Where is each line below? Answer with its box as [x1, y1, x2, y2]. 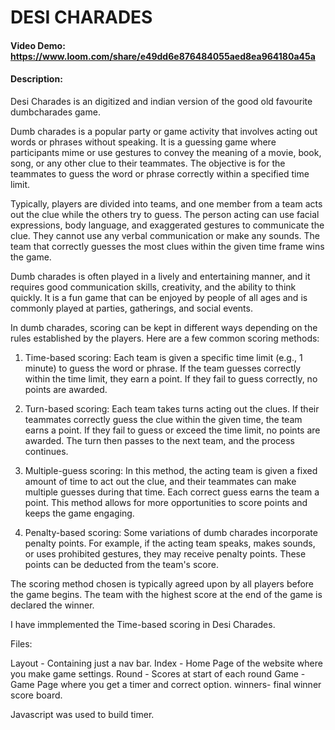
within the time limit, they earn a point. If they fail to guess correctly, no [24, 372, 318, 385]
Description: [10, 73, 63, 85]
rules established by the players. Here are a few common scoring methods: [10, 332, 320, 344]
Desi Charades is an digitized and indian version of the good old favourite [10, 95, 313, 107]
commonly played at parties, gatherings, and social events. [10, 302, 253, 314]
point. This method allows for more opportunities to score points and [24, 496, 308, 508]
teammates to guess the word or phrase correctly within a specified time [10, 167, 310, 180]
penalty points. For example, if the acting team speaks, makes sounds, [24, 537, 316, 549]
